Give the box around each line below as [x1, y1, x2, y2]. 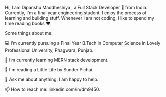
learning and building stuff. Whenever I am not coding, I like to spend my [5, 15, 154, 21]
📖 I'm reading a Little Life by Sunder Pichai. [5, 67, 94, 72]
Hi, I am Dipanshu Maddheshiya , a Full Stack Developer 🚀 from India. [5, 5, 148, 10]
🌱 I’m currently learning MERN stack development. [5, 57, 109, 63]
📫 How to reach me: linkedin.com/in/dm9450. [5, 86, 101, 92]
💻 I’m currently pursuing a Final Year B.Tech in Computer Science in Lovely [5, 40, 161, 46]
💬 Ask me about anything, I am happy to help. [5, 76, 99, 82]
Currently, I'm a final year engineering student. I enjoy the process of [5, 10, 147, 16]
